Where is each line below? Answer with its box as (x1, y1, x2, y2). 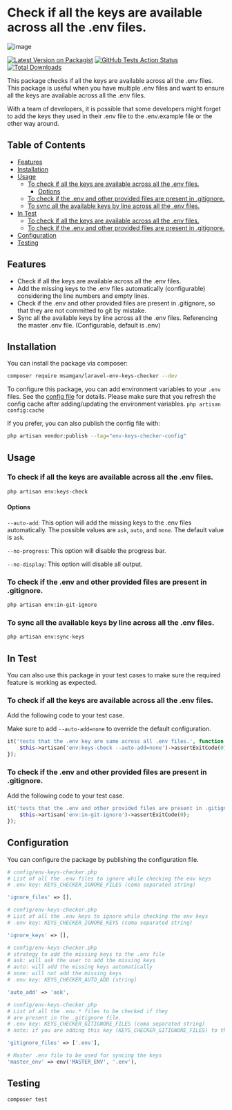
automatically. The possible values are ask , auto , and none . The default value (7, 525, 224, 534)
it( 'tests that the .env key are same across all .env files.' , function (7, 738, 224, 745)
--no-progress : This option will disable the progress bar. (7, 546, 166, 554)
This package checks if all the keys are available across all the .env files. (7, 76, 213, 84)
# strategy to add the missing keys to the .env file (7, 950, 166, 958)
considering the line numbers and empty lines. (17, 292, 150, 300)
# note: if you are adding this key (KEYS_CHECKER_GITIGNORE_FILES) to (7, 1027, 217, 1034)
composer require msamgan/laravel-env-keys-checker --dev (7, 373, 177, 379)
